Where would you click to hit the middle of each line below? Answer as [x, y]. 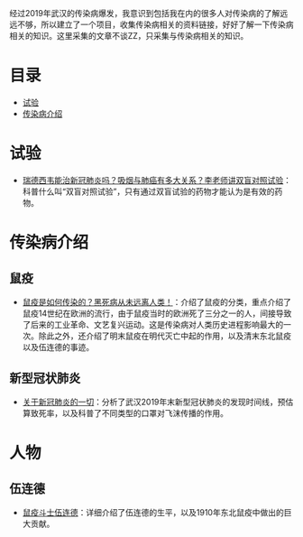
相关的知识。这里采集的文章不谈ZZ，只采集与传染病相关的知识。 [129, 36]
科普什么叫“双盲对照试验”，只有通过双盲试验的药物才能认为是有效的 [148, 191]
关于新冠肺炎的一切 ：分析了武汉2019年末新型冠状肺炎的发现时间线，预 [154, 402]
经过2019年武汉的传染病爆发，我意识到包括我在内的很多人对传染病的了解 [145, 13]
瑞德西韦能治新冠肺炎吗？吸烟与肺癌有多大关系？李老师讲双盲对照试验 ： [156, 180]
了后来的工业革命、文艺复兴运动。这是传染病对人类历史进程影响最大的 [153, 324]
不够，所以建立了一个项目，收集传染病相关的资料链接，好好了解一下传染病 [155, 24]
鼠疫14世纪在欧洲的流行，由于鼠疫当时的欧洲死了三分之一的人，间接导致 [157, 313]
